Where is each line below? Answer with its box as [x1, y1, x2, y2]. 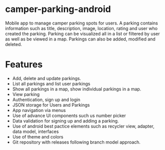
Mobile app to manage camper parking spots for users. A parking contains [5, 20, 158, 26]
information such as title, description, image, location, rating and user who [5, 25, 158, 31]
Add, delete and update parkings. [12, 75, 81, 81]
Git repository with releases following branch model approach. [12, 139, 141, 145]
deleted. [5, 41, 22, 47]
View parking [12, 91, 40, 97]
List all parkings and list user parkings [12, 80, 91, 86]
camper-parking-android [5, 3, 111, 15]
